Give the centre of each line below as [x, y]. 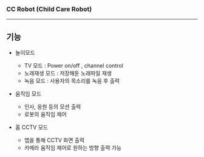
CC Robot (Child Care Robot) [49, 9]
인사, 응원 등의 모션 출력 [53, 107]
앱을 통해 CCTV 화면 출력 [54, 140]
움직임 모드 [28, 94]
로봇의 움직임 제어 [45, 114]
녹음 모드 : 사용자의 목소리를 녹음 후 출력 [72, 81]
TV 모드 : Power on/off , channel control [73, 66]
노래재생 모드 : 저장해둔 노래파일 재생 [68, 73]
